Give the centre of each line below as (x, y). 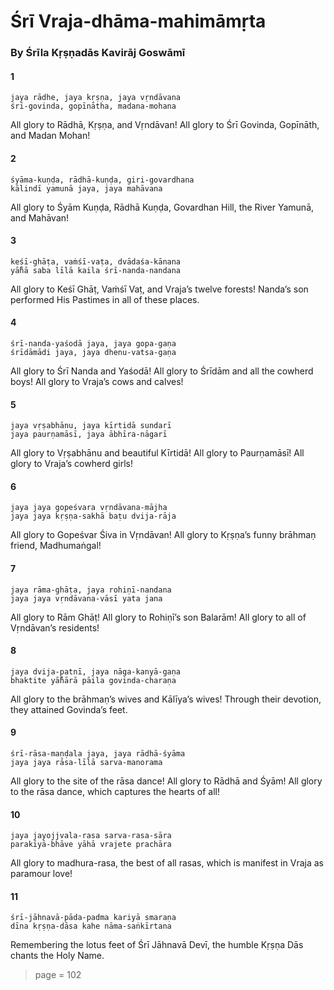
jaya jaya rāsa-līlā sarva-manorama (86, 762)
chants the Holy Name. (57, 956)
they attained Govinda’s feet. (69, 709)
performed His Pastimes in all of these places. (105, 299)
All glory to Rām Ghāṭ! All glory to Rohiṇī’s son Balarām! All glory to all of (158, 617)
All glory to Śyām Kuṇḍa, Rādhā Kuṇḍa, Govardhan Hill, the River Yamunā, (162, 207)
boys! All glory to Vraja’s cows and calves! (97, 381)
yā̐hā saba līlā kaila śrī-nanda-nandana (96, 270)
